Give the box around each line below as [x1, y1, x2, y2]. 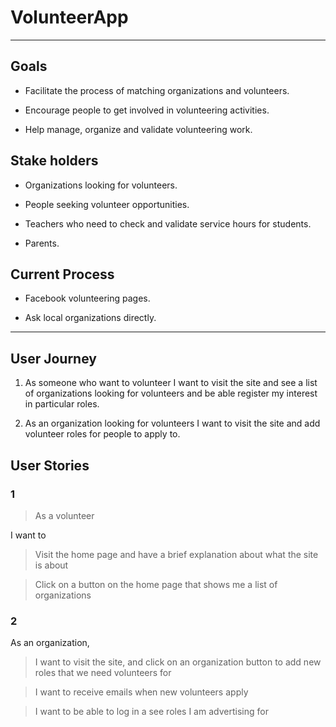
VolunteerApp [10, 6, 129, 29]
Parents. [24, 237, 60, 249]
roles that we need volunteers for [34, 667, 172, 679]
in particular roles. [24, 398, 100, 410]
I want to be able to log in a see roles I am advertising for [34, 706, 269, 718]
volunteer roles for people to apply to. [24, 428, 181, 440]
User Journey [10, 350, 97, 367]
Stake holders [10, 152, 99, 170]
